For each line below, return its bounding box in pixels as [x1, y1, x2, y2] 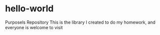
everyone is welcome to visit [5, 24, 63, 30]
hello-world [5, 3, 54, 14]
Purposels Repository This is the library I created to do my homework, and [5, 19, 156, 25]
